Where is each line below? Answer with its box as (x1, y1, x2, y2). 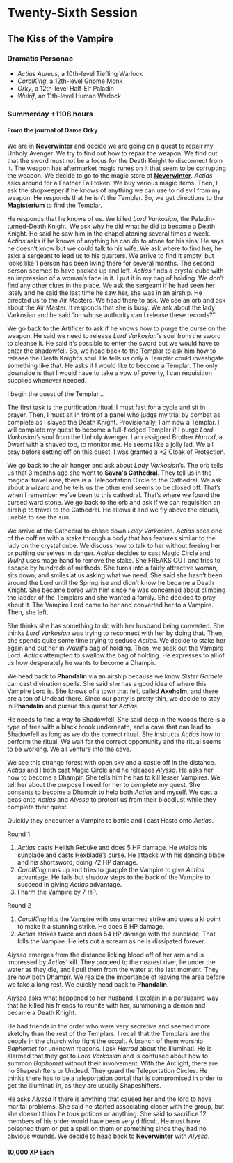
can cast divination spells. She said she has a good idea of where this (7, 680, 207, 687)
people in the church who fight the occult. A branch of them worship (7, 1037, 204, 1045)
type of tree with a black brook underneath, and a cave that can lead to (7, 723, 211, 731)
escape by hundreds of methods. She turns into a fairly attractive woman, (7, 563, 218, 572)
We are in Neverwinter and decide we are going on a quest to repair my (7, 142, 214, 150)
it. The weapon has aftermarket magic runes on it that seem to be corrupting (7, 164, 226, 172)
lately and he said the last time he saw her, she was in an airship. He (7, 289, 203, 297)
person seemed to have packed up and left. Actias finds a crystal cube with (7, 266, 224, 275)
